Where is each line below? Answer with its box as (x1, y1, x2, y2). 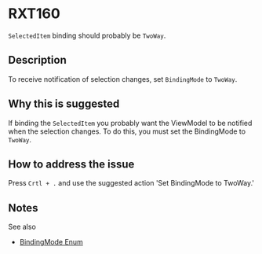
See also (8, 222, 37, 232)
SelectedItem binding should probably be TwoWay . (8, 31, 166, 40)
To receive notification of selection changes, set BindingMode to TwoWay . (8, 74, 238, 83)
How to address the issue (8, 157, 135, 171)
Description (8, 53, 67, 67)
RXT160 (8, 5, 60, 23)
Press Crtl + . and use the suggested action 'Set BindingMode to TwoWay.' (8, 179, 255, 188)
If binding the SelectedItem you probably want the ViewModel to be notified (8, 118, 253, 127)
